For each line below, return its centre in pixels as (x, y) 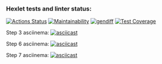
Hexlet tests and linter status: (49, 9)
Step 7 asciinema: (27, 55)
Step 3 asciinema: (28, 33)
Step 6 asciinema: (28, 44)
